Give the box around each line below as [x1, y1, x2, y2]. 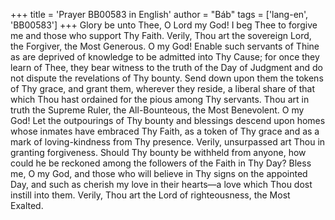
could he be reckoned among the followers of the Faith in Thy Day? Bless [10, 157, 312, 169]
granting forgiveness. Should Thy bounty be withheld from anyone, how [10, 147, 307, 158]
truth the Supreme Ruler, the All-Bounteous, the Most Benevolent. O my [10, 104, 305, 116]
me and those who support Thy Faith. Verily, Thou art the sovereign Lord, [10, 30, 312, 41]
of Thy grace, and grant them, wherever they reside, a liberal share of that [10, 83, 315, 94]
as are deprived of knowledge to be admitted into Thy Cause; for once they [10, 51, 320, 63]
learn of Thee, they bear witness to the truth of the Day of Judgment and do [10, 62, 323, 73]
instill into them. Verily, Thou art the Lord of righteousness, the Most [10, 189, 291, 201]
